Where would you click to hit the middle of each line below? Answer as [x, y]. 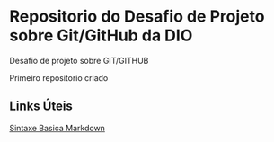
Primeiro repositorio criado [59, 77]
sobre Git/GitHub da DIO [101, 35]
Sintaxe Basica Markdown [57, 128]
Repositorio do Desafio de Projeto [137, 17]
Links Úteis [41, 106]
